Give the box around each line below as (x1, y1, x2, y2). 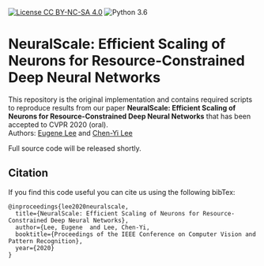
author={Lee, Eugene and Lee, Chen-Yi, (15, 223, 150, 231)
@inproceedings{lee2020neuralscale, (8, 202, 129, 211)
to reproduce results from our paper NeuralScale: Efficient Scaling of (8, 103, 236, 112)
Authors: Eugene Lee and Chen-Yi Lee (8, 128, 133, 137)
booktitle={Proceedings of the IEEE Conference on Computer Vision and (15, 230, 257, 238)
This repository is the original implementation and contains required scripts (8, 95, 253, 104)
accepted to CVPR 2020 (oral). (8, 119, 108, 129)
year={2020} (15, 244, 55, 252)
